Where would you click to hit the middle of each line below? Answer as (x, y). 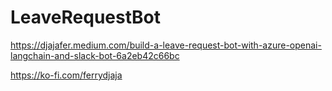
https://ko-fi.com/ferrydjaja (66, 75)
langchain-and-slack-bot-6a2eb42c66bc (95, 55)
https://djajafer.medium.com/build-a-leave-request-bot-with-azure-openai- (166, 45)
